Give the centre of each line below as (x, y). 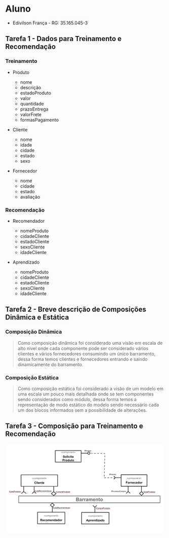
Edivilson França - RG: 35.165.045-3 (50, 23)
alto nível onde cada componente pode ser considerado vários (83, 348)
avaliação (30, 197)
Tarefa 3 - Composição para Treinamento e (74, 426)
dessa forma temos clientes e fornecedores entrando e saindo (82, 359)
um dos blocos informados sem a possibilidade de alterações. (82, 410)
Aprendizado (26, 262)
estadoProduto (36, 93)
